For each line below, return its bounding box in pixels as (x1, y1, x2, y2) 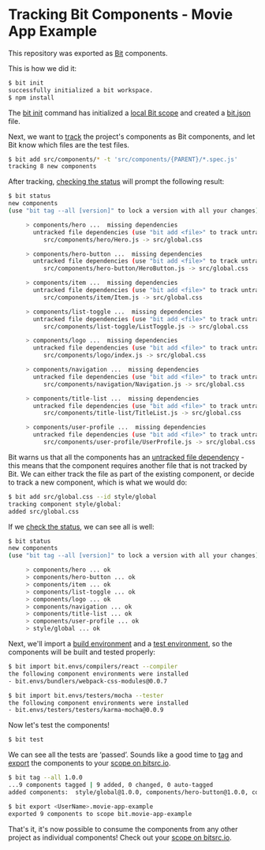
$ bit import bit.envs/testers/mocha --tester (8, 691, 164, 699)
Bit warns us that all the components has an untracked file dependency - (8, 452, 244, 462)
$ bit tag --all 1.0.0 (8, 773, 83, 782)
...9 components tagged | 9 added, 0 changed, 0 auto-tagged (8, 781, 214, 789)
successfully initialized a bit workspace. (8, 86, 154, 94)
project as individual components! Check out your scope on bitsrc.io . (8, 833, 233, 842)
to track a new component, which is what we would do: (8, 477, 188, 487)
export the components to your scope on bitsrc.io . (8, 758, 171, 768)
